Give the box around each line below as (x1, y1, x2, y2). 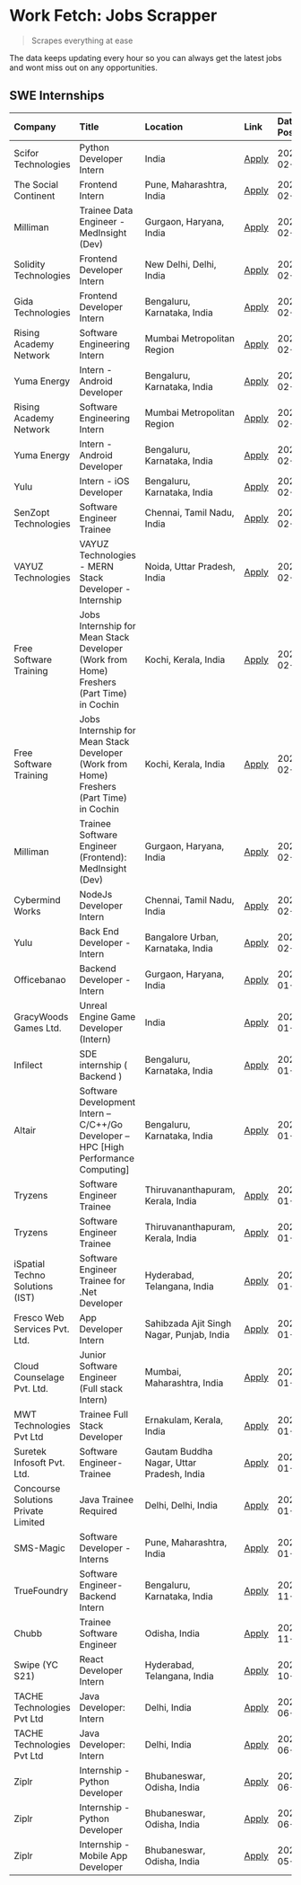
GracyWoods (13, 1010, 69, 1022)
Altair (13, 1124, 37, 1137)
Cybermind (13, 893, 61, 906)
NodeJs (79, 888, 113, 900)
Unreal (79, 999, 107, 1012)
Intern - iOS (79, 474, 130, 487)
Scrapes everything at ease (30, 35, 133, 46)
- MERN (79, 560, 115, 572)
